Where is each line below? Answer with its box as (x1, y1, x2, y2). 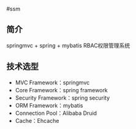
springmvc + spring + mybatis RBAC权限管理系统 (6, 42, 130, 49)
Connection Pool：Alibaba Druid (15, 109, 97, 117)
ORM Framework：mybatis (15, 101, 83, 109)
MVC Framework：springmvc (15, 79, 90, 86)
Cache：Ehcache (15, 117, 59, 124)
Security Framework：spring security (15, 94, 110, 101)
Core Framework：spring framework (15, 86, 108, 94)
